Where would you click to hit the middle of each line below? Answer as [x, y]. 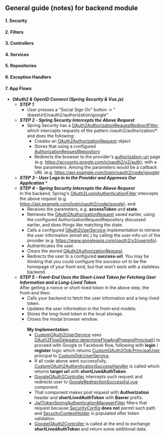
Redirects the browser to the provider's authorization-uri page [97, 157]
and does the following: [51, 136]
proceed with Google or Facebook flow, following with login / [96, 345]
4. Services [17, 54]
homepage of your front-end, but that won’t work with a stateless [93, 267]
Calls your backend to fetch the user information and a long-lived [93, 298]
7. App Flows [18, 88]
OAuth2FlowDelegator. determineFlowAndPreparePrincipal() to [97, 340]
